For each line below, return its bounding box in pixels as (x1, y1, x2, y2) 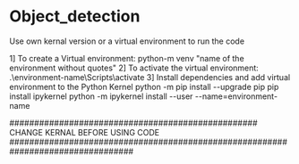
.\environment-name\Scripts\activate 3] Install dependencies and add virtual (9, 71, 291, 82)
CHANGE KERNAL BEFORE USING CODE (9, 127, 159, 137)
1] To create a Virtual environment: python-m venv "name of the (9, 53, 244, 63)
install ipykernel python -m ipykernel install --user (9, 91, 193, 102)
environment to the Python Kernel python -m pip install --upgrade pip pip (9, 81, 279, 92)
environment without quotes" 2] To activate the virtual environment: (9, 62, 260, 73)
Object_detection (9, 6, 141, 27)
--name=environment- (194, 91, 278, 102)
